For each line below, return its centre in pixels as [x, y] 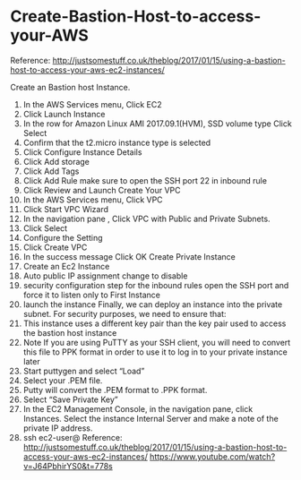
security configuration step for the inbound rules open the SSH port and [156, 285]
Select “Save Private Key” [71, 399]
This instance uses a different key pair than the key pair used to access [155, 323]
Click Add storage [56, 161]
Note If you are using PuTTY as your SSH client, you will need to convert [157, 342]
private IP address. [58, 428]
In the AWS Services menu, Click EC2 [92, 104]
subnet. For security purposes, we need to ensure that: [125, 313]
